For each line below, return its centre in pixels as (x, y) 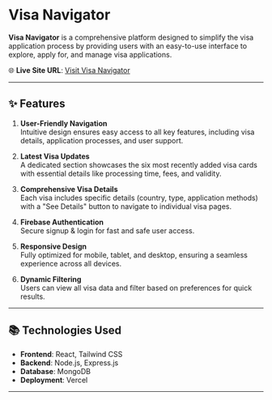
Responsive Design (53, 246)
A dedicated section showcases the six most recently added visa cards (138, 164)
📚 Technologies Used (65, 331)
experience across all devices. (71, 263)
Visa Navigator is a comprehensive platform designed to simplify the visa (131, 37)
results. (33, 296)
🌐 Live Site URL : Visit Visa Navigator (70, 70)
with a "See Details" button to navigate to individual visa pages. (126, 206)
